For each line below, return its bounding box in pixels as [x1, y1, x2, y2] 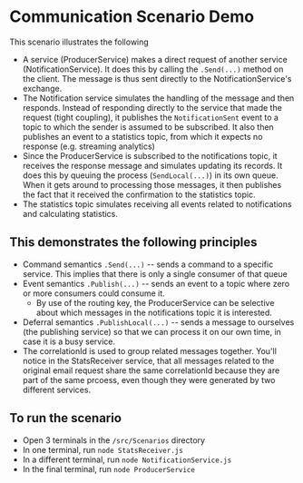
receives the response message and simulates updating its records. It [22, 160, 283, 171]
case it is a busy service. [22, 336, 116, 347]
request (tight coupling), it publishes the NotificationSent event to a [22, 112, 279, 123]
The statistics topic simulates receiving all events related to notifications [22, 198, 292, 210]
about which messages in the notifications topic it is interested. [35, 307, 272, 318]
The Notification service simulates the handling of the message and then [22, 93, 295, 103]
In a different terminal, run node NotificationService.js [22, 454, 232, 465]
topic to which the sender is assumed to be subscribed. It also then [22, 121, 274, 133]
